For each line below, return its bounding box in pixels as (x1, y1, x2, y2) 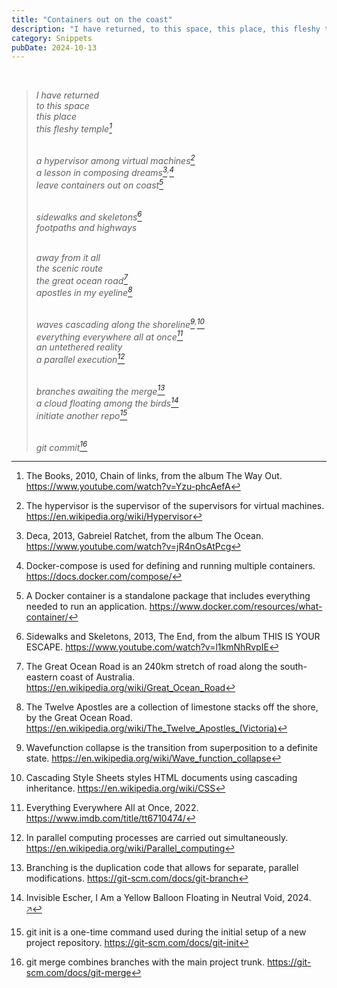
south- (279, 661, 308, 673)
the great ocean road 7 (35, 272, 128, 286)
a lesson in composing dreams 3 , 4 (35, 165, 175, 179)
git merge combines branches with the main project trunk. (25, 956, 266, 968)
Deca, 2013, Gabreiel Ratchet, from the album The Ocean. (25, 530, 264, 542)
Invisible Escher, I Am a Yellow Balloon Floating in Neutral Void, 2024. (25, 892, 312, 904)
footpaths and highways (35, 221, 138, 233)
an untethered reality (35, 341, 123, 353)
